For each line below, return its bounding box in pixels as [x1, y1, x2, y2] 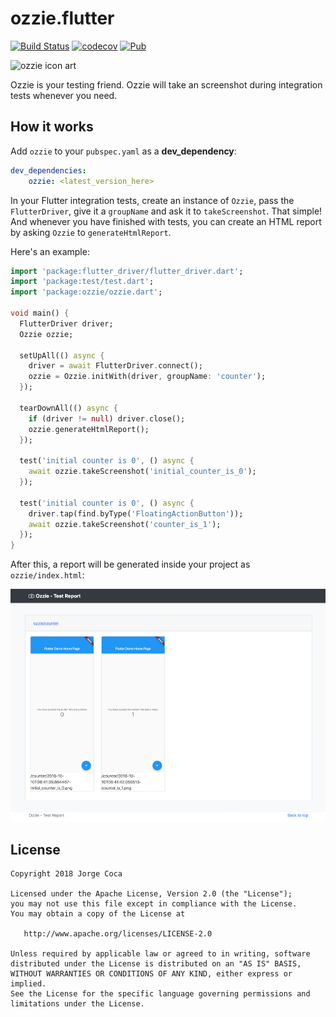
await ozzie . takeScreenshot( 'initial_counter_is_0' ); [28, 467, 257, 477]
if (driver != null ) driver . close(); [28, 413, 186, 424]
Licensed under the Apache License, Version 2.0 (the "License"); [10, 889, 293, 899]
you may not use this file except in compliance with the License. [10, 899, 298, 909]
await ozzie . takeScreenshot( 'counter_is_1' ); [28, 519, 222, 529]
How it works [10, 118, 94, 136]
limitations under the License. [10, 999, 145, 1009]
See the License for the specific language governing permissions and [10, 989, 311, 999]
